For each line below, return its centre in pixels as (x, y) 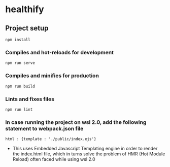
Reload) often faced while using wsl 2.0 (54, 159)
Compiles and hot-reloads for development (60, 52)
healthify (25, 9)
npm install (18, 40)
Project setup (27, 28)
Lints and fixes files (30, 99)
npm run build (20, 86)
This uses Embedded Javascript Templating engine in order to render (85, 149)
